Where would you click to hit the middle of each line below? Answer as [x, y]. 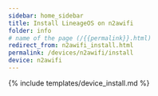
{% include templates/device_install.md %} [79, 83]
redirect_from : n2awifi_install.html [71, 46]
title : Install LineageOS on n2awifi [71, 23]
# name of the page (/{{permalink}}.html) [80, 38]
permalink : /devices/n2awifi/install [71, 53]
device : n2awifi [35, 61]
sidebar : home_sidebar [46, 16]
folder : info [30, 30]
